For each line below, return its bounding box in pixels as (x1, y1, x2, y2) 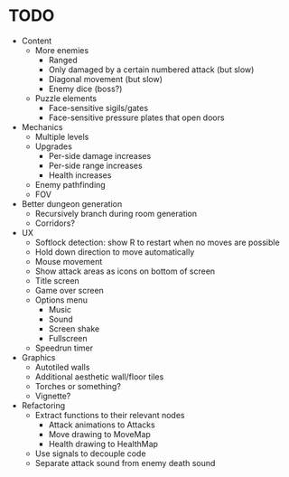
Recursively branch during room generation (34, 208, 198, 219)
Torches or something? (34, 380, 121, 391)
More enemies (34, 44, 89, 55)
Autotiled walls (34, 361, 90, 372)
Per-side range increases (48, 160, 143, 171)
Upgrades (34, 141, 73, 152)
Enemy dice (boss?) (48, 83, 123, 94)
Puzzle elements (34, 92, 98, 104)
